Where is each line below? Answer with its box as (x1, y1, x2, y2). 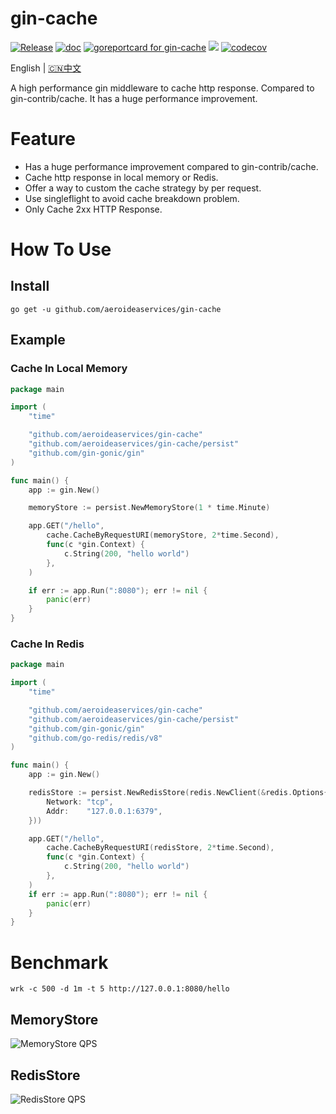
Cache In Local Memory (10, 362, 128, 376)
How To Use (10, 238, 112, 261)
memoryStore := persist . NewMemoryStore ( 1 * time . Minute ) (28, 503, 271, 513)
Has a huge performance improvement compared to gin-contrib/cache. (24, 160, 319, 172)
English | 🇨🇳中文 (10, 62, 82, 74)
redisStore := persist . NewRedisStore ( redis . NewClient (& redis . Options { (28, 788, 329, 798)
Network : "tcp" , (46, 797, 114, 807)
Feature (10, 128, 76, 151)
